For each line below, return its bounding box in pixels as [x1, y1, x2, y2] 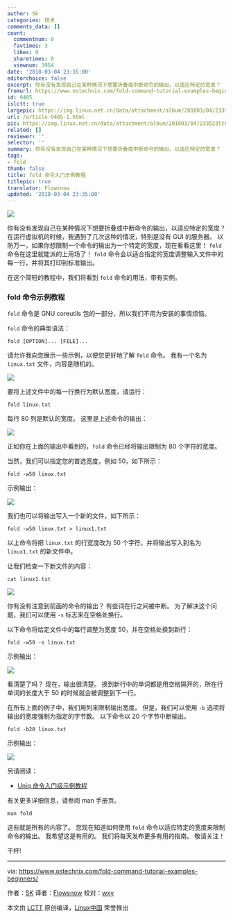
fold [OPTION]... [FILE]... [7, 338, 89, 345]
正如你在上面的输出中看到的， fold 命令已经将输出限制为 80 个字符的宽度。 [7, 442, 221, 451]
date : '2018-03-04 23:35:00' [7, 68, 92, 75]
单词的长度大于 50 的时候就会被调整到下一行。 [7, 689, 140, 697]
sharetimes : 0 [13, 56, 54, 62]
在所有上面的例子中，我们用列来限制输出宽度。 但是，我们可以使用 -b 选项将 [7, 703, 225, 712]
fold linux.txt [7, 401, 51, 408]
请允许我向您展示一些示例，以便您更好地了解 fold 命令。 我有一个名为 [7, 351, 207, 360]
